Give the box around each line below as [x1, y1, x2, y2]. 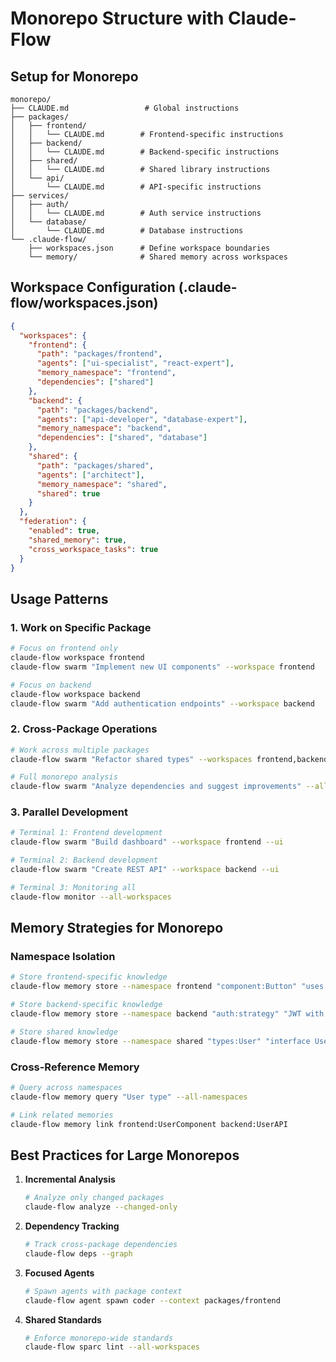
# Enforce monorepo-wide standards [24, 1333, 174, 1343]
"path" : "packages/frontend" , [36, 349, 163, 359]
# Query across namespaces [10, 1082, 123, 1092]
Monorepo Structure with [10, 7, 225, 30]
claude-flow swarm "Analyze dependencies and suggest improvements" [10, 782, 302, 792]
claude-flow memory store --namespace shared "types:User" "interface [10, 1036, 311, 1046]
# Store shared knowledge [10, 1027, 118, 1037]
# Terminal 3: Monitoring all [10, 882, 137, 892]
